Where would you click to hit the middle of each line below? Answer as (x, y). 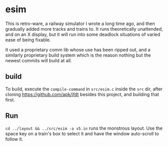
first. (10, 100)
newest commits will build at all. (39, 60)
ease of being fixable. (28, 40)
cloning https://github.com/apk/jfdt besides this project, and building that (82, 94)
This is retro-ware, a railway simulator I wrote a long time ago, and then (80, 23)
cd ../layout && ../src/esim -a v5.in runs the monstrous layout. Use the (84, 128)
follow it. (14, 139)
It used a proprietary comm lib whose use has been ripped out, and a (78, 50)
